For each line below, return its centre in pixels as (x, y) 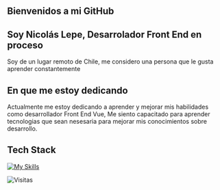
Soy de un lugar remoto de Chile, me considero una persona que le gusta (110, 62)
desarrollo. (22, 128)
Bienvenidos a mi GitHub (61, 11)
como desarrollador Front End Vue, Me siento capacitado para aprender (109, 114)
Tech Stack (32, 150)
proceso (25, 45)
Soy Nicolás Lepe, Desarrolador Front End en (105, 35)
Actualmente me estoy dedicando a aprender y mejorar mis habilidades (108, 107)
